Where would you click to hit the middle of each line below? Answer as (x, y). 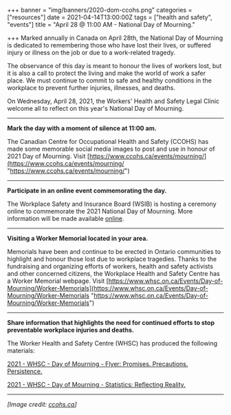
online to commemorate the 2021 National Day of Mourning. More (100, 211)
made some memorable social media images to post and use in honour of (111, 149)
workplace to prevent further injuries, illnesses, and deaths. (91, 88)
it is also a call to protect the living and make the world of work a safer (107, 73)
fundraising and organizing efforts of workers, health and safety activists (110, 266)
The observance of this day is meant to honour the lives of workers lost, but (114, 66)
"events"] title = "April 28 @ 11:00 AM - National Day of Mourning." (101, 24)
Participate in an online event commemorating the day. (87, 191)
